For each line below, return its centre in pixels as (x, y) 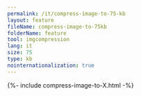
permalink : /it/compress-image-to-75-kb (67, 14)
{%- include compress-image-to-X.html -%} (70, 85)
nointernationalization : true (51, 65)
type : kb (20, 59)
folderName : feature (37, 33)
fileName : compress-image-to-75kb (57, 26)
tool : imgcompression (39, 40)
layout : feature (31, 20)
